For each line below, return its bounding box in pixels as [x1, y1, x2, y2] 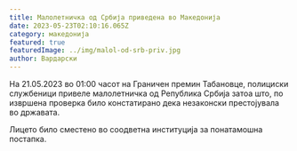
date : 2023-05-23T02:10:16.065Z [9, 21, 129, 30]
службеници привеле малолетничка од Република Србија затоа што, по [9, 88, 284, 99]
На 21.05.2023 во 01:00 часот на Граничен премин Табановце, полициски [9, 79, 289, 89]
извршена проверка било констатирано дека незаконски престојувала [9, 98, 280, 107]
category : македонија [9, 29, 90, 38]
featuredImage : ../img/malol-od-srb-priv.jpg [9, 46, 181, 55]
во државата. [9, 107, 60, 117]
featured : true [9, 37, 66, 47]
